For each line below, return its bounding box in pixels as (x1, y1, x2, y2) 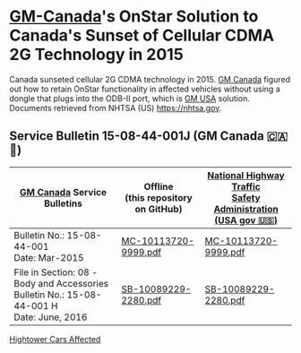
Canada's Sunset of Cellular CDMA (9, 25, 275, 46)
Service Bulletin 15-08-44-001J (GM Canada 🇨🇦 (9, 128, 288, 144)
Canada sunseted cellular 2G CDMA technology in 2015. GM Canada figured (9, 73, 291, 84)
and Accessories (38, 277, 109, 289)
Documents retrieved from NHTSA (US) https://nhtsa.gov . (9, 102, 222, 113)
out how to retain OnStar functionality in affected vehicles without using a (9, 83, 280, 94)
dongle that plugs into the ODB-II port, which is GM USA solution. (9, 92, 251, 104)
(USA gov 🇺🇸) (214, 213, 278, 226)
